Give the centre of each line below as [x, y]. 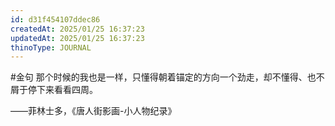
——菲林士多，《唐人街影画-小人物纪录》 [93, 111]
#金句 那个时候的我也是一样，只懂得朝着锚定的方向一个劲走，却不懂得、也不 [167, 77]
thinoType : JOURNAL [51, 47]
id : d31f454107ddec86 [55, 19]
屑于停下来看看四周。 [54, 90]
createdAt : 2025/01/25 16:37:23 [77, 29]
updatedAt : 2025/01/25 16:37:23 [77, 38]
